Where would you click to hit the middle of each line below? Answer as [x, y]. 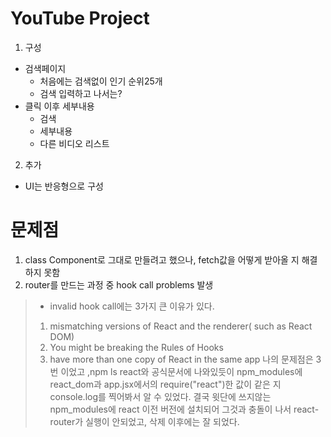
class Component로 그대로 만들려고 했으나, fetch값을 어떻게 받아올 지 [162, 259]
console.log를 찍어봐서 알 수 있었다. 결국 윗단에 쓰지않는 [160, 396]
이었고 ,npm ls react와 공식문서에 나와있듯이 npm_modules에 [181, 371]
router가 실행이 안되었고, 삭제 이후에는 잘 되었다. [144, 421]
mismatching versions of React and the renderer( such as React [181, 326]
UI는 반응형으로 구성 [64, 186]
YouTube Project [80, 18]
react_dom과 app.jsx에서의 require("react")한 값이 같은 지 [165, 384]
